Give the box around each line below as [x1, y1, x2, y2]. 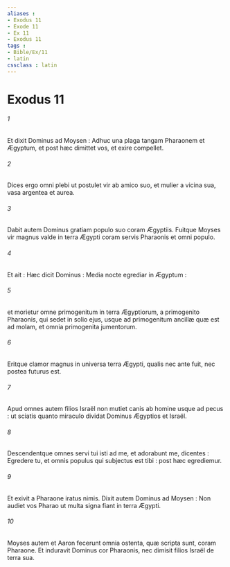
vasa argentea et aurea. [7, 189, 75, 197]
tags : [7, 42, 26, 49]
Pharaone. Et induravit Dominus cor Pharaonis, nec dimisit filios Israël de [7, 546, 215, 555]
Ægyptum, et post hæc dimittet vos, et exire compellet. [7, 143, 164, 152]
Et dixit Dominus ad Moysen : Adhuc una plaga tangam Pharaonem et [7, 137, 205, 145]
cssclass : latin [7, 62, 57, 69]
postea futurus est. [7, 367, 62, 376]
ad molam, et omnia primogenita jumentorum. [7, 322, 137, 331]
